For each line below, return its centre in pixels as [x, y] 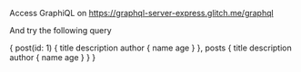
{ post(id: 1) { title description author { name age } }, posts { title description [151, 48]
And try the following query [60, 30]
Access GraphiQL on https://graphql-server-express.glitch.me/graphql [142, 13]
